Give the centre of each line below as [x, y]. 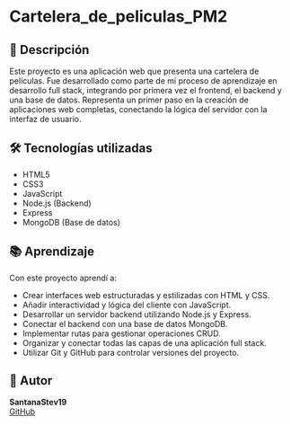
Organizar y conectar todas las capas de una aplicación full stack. [144, 342]
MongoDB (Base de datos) [71, 222]
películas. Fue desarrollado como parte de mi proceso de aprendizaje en [143, 81]
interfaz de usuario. [45, 119]
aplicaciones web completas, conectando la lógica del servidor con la [138, 109]
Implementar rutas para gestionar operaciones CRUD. [122, 333]
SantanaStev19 [38, 403]
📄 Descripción [49, 50]
